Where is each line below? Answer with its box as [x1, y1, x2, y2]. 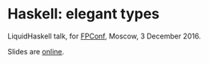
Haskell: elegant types [7, 5, 160, 23]
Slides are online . [7, 46, 65, 56]
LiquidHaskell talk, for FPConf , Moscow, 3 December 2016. [7, 31, 201, 41]
